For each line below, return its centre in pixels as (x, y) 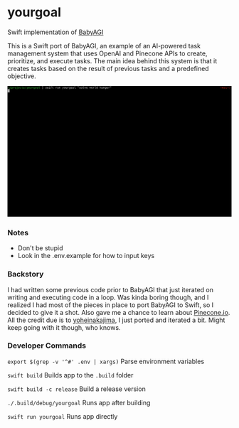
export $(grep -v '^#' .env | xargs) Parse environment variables (106, 361)
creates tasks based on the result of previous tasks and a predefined (108, 68)
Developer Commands (47, 346)
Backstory (26, 274)
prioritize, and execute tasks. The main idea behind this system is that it (112, 60)
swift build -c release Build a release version (76, 389)
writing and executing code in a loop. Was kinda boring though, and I (108, 297)
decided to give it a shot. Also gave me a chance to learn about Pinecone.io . (119, 312)
